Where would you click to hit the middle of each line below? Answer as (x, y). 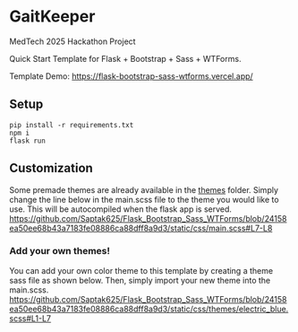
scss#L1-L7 (30, 318)
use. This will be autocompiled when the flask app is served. (121, 209)
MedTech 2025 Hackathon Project (72, 41)
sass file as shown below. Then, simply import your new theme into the (140, 280)
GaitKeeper (52, 17)
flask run (28, 141)
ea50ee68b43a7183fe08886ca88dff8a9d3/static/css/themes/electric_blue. (149, 309)
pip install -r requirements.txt (72, 125)
